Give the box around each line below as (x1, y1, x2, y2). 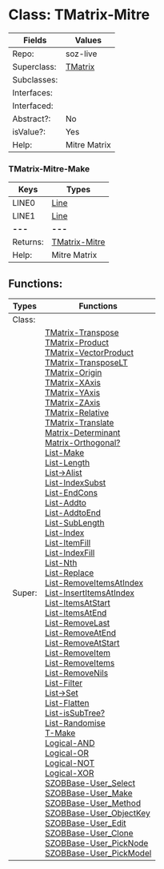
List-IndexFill (45, 547, 95, 558)
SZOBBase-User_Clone (45, 827, 134, 839)
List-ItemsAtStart (45, 597, 110, 609)
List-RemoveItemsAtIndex (45, 577, 144, 589)
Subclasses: (12, 74, 58, 85)
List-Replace (45, 567, 94, 578)
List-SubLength (45, 517, 106, 529)
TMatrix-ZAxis (45, 397, 101, 408)
